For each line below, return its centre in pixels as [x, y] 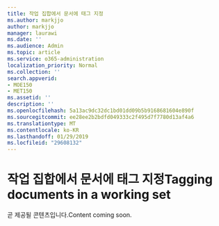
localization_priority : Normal [52, 65]
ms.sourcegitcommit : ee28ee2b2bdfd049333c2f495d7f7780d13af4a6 [101, 117]
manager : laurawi [32, 33]
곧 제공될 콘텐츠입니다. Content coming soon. [70, 215]
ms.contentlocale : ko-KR [43, 130]
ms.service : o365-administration [56, 59]
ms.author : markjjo [35, 20]
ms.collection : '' [34, 72]
